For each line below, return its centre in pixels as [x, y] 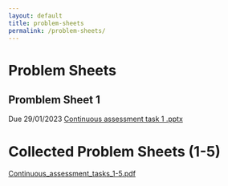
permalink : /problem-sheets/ [57, 30]
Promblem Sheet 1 [54, 100]
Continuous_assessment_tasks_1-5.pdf [72, 174]
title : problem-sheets [46, 23]
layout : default [35, 16]
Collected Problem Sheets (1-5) [114, 151]
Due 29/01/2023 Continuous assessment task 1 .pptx [96, 119]
